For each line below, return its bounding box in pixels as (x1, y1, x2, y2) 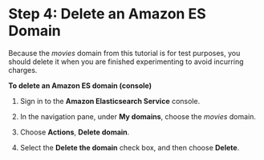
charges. (8, 65, 38, 74)
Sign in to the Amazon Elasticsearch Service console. (19, 96, 201, 106)
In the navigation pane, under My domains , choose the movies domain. (19, 111, 257, 121)
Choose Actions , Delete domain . (19, 127, 130, 137)
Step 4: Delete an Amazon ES (8, 5, 206, 23)
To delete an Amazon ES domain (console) (8, 81, 152, 90)
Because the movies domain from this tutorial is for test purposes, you (8, 48, 241, 58)
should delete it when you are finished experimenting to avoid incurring (8, 57, 244, 66)
